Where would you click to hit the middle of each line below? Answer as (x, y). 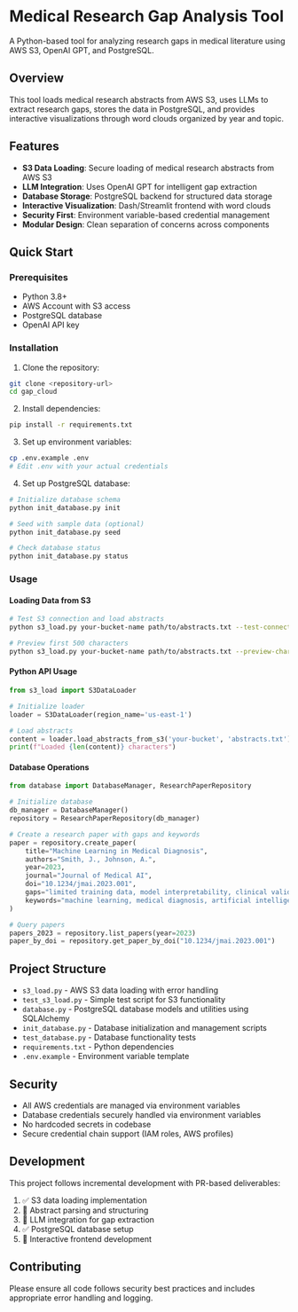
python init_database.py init (65, 507)
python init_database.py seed (65, 532)
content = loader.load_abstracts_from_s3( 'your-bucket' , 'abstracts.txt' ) (150, 739)
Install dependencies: (61, 409)
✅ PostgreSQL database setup (78, 1229)
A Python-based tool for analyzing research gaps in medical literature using (147, 41)
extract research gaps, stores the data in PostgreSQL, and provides (132, 109)
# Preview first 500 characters (69, 644)
